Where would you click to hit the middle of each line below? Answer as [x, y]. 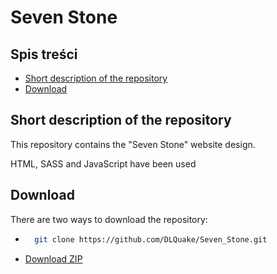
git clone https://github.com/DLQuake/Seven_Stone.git [151, 239]
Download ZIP [53, 258]
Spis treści [44, 54]
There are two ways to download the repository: [109, 219]
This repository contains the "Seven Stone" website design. [133, 144]
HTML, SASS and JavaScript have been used [103, 163]
